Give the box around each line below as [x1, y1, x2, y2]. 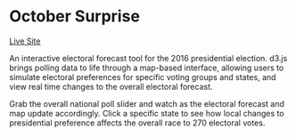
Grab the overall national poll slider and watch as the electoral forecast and [9, 98, 285, 109]
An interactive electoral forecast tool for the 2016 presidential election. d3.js [9, 52, 288, 63]
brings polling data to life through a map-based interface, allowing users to [9, 62, 284, 73]
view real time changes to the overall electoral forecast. [9, 81, 213, 92]
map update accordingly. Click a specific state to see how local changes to [9, 108, 284, 118]
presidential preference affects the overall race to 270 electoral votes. [9, 117, 266, 128]
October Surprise [9, 6, 141, 27]
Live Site [9, 36, 41, 46]
